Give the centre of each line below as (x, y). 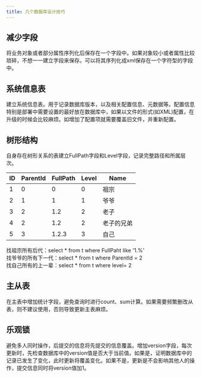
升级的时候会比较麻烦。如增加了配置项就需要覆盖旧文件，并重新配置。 (93, 119)
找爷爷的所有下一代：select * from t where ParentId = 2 (74, 258)
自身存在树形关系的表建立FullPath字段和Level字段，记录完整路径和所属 (93, 156)
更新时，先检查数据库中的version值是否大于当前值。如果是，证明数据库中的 (99, 353)
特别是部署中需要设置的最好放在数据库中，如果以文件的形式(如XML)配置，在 (100, 112)
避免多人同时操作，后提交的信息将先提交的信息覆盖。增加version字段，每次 (99, 345)
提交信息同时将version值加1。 (53, 368)
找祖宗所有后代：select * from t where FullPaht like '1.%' (75, 251)
